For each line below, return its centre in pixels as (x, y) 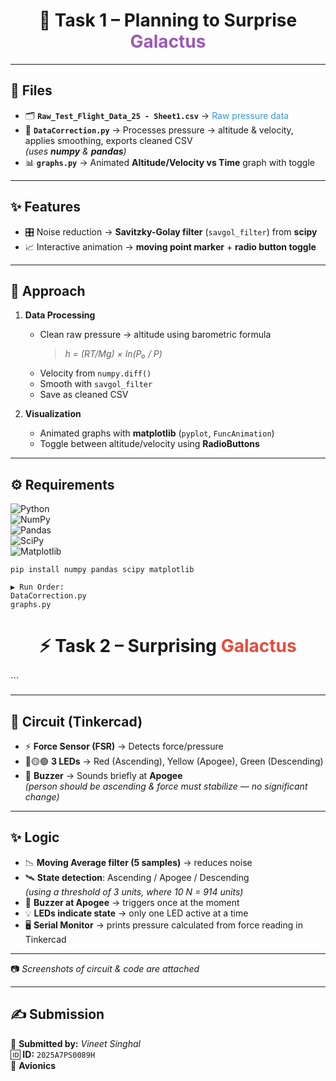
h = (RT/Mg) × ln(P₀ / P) (113, 354)
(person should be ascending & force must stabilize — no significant (166, 786)
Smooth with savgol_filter (96, 384)
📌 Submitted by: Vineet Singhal (75, 1043)
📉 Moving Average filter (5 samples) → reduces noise (138, 862)
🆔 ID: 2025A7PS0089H (53, 1054)
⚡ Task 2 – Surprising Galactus (168, 646)
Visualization (53, 414)
